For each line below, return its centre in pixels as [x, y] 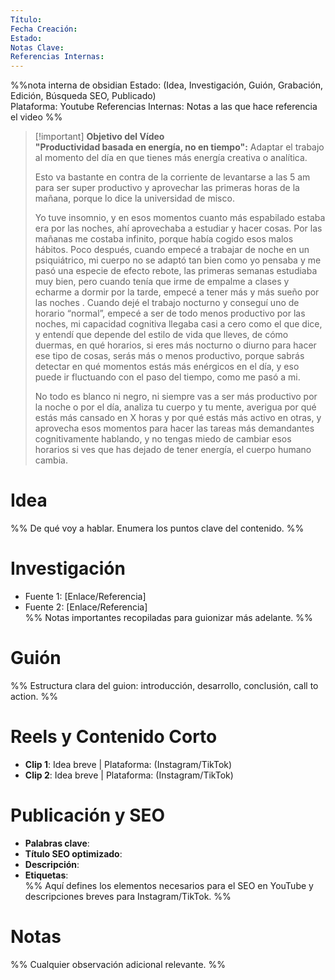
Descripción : [52, 864]
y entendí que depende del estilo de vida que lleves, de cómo [161, 335]
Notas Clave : [37, 47]
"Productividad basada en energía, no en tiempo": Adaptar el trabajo [179, 147]
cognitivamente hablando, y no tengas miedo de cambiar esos [163, 439]
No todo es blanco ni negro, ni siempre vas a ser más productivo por [176, 397]
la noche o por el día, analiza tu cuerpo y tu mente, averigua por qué [175, 407]
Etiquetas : [46, 875]
